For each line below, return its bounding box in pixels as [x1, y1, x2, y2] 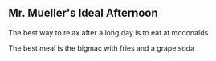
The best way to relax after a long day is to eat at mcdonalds [8, 27, 209, 37]
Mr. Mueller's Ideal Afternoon [8, 6, 158, 20]
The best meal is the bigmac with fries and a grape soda [8, 43, 195, 53]
